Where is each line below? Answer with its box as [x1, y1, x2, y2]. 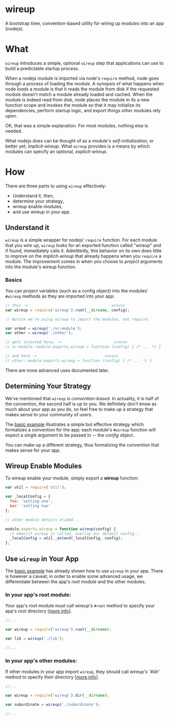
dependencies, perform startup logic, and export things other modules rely [5, 107, 161, 113]
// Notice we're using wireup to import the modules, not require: [5, 317, 150, 322]
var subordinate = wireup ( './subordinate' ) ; [5, 702, 100, 707]
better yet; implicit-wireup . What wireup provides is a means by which [5, 143, 150, 149]
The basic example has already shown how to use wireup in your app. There [5, 567, 163, 574]
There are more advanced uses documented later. [5, 367, 109, 373]
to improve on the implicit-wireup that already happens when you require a [5, 253, 161, 259]
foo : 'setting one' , [10, 499, 53, 504]
